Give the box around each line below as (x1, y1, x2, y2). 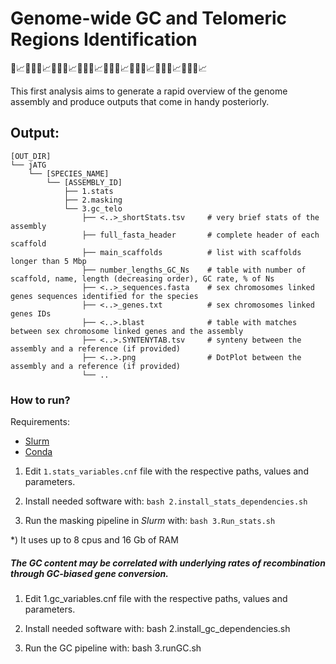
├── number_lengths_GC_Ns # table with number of (81, 265, 307, 275)
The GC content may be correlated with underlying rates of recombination (10, 557, 326, 569)
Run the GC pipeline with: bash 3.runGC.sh (24, 642, 202, 654)
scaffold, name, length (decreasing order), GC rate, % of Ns (10, 273, 275, 284)
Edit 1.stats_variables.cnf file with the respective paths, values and (24, 465, 309, 477)
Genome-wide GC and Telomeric (10, 7, 288, 30)
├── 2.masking (63, 195, 123, 205)
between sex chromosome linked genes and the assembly (10, 326, 244, 336)
